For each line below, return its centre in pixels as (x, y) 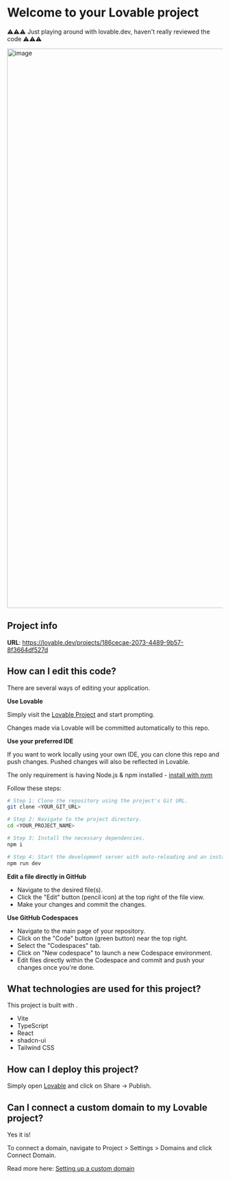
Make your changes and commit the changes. (81, 904)
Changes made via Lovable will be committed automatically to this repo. (108, 728)
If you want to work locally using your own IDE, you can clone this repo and (113, 754)
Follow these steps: (34, 788)
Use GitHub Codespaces (43, 918)
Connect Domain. (32, 1155)
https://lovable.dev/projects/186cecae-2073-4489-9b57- (103, 642)
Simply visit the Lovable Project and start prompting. (81, 714)
